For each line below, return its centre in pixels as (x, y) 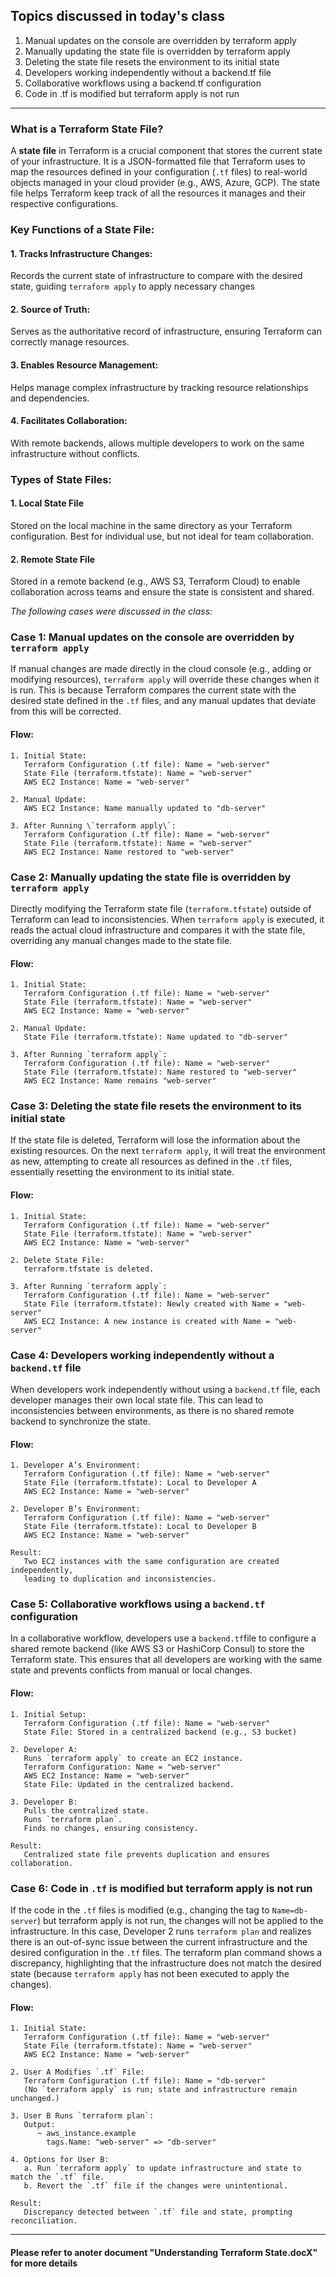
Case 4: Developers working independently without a (142, 1355)
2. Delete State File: (57, 1260)
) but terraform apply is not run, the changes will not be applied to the (180, 1920)
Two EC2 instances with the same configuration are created (151, 1562)
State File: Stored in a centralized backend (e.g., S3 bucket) (160, 1732)
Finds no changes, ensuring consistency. (111, 1828)
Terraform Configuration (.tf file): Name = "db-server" (145, 2081)
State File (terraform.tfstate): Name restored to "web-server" (160, 1072)
